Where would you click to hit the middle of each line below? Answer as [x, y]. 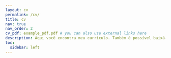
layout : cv [17, 10]
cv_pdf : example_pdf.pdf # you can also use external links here [76, 33]
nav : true [16, 24]
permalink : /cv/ [22, 15]
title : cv [16, 19]
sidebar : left [25, 47]
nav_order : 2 [19, 29]
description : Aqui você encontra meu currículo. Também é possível [78, 38]
